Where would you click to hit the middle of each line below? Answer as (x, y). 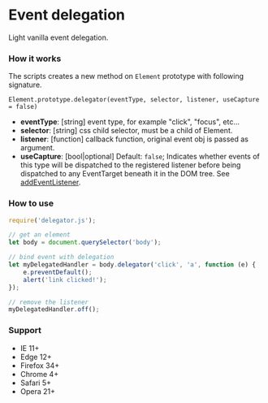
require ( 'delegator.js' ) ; (52, 220)
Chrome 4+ (39, 374)
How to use (31, 203)
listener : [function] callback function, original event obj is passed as (134, 139)
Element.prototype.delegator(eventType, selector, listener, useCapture (134, 100)
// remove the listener (49, 302)
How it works (35, 58)
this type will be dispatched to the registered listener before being (130, 165)
